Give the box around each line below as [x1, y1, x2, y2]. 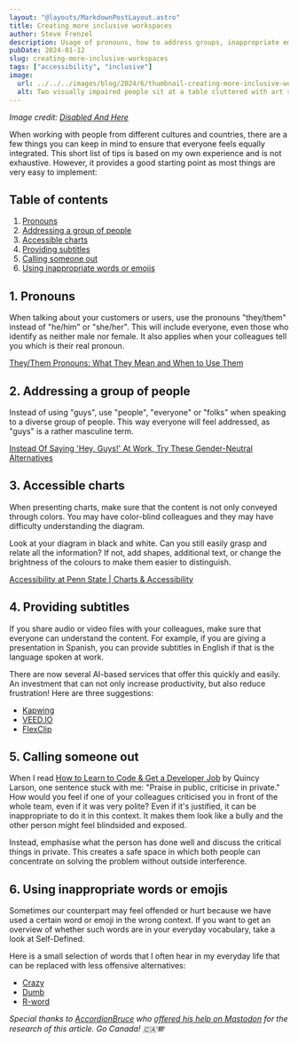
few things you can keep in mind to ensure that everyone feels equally [9, 138, 266, 149]
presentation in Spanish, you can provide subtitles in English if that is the [9, 642, 275, 652]
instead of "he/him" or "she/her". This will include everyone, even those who [9, 321, 289, 333]
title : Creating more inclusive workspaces [9, 21, 173, 30]
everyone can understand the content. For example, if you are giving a [9, 632, 266, 644]
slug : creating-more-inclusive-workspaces [9, 54, 169, 63]
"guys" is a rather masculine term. [9, 425, 135, 436]
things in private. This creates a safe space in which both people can [9, 847, 261, 857]
